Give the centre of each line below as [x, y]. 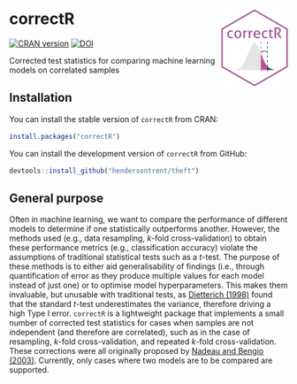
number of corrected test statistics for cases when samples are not [132, 323]
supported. [29, 370]
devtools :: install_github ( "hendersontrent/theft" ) [104, 171]
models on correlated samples [65, 70]
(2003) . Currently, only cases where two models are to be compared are [141, 361]
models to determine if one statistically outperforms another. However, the [145, 229]
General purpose [57, 198]
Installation [41, 98]
